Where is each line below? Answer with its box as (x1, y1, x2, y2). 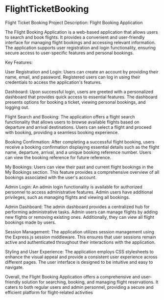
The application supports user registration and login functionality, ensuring (5, 45, 156, 50)
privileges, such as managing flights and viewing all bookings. (5, 194, 130, 200)
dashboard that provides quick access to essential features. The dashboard (5, 94, 158, 100)
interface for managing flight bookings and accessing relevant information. (5, 39, 156, 45)
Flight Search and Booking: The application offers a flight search (5, 114, 135, 119)
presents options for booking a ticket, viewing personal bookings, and (5, 99, 146, 105)
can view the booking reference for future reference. (5, 154, 112, 160)
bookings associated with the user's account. (5, 174, 97, 180)
